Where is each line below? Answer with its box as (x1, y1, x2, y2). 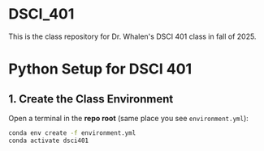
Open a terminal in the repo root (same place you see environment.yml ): (8, 113, 249, 123)
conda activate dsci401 (8, 136, 89, 145)
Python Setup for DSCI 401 (8, 60, 193, 78)
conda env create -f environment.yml (8, 128, 136, 137)
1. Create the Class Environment (8, 92, 174, 106)
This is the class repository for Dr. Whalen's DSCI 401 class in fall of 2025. (8, 31, 257, 41)
